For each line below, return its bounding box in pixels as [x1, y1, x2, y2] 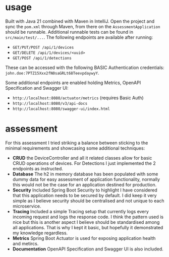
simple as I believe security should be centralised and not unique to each [12, 198, 165, 204]
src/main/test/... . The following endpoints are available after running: [5, 34, 153, 40]
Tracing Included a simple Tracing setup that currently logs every [12, 208, 149, 214]
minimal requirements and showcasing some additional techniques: [5, 145, 145, 151]
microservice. [12, 203, 41, 209]
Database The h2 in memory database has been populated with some [12, 171, 158, 177]
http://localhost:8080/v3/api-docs [12, 101, 88, 106]
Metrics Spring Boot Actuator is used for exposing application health [12, 235, 156, 241]
